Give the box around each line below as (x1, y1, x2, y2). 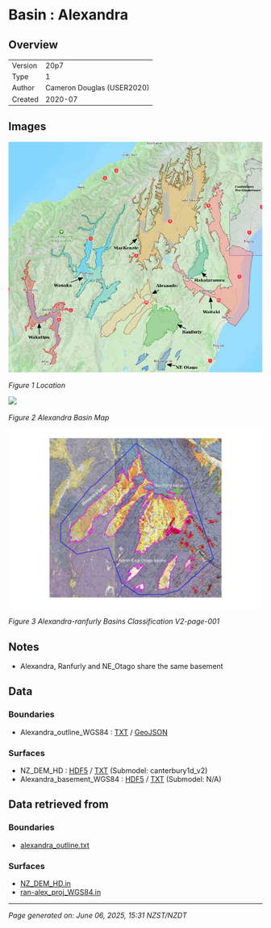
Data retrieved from (8, 797, 109, 812)
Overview (8, 38, 59, 52)
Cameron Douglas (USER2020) (45, 83, 150, 93)
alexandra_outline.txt (19, 840, 90, 850)
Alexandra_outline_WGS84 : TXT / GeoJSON (19, 727, 168, 737)
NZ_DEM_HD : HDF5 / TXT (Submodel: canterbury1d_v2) (19, 766, 208, 775)
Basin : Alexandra (8, 6, 129, 24)
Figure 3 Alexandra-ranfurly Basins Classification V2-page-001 (8, 617, 220, 626)
